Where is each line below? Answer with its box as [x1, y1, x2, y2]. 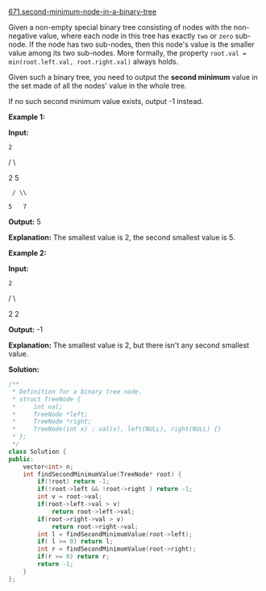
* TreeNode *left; [11, 410, 89, 418]
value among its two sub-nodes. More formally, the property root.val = [8, 48, 247, 57]
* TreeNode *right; [11, 418, 92, 426]
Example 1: [8, 112, 46, 122]
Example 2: [8, 248, 47, 257]
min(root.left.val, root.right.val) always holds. [8, 56, 179, 66]
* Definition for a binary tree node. [11, 387, 143, 396]
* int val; [11, 402, 63, 410]
